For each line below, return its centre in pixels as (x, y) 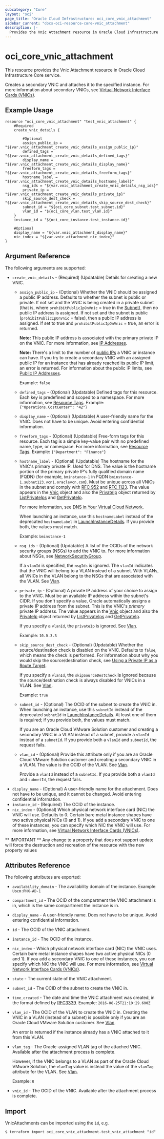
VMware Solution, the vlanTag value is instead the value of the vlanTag (83, 1067)
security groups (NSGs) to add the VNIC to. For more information (85, 551)
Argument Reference (38, 256)
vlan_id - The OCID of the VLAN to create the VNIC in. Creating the (80, 1012)
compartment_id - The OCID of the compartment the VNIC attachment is (84, 900)
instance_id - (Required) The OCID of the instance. (64, 804)
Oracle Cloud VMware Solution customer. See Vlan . (64, 1023)
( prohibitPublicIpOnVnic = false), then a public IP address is (80, 318)
